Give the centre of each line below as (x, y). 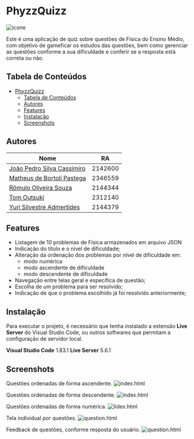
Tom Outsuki (27, 197)
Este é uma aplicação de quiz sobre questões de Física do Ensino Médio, (96, 39)
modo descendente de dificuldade (66, 274)
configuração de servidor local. (44, 339)
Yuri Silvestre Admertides (44, 207)
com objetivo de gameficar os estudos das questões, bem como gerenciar (97, 45)
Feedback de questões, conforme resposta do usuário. (73, 429)
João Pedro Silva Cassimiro (47, 168)
